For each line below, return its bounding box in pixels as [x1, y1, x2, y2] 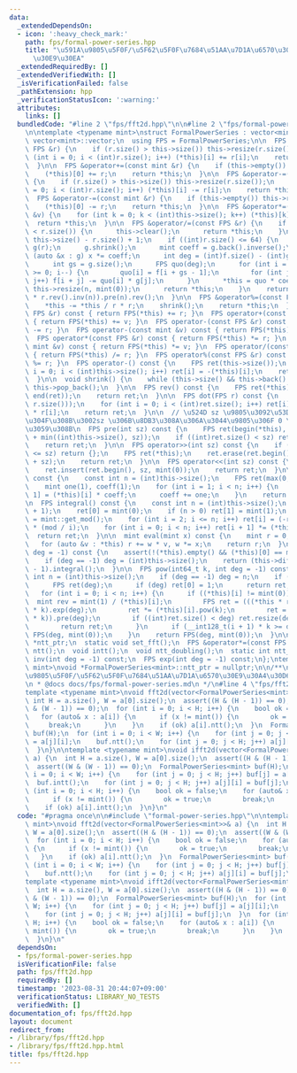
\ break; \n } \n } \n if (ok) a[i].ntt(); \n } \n [25, 721, 263, 730]
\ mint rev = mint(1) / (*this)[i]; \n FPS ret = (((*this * [25, 598, 283, 606]
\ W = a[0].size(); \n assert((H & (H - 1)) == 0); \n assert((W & [25, 828, 278, 837]
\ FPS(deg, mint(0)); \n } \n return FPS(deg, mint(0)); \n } [25, 630, 275, 639]
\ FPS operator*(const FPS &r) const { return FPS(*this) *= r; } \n [25, 334, 287, 343]
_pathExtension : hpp [17, 87, 93, 96]
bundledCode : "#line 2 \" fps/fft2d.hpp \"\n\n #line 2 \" [17, 120, 227, 129]
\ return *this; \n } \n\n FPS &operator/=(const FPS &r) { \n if [25, 219, 287, 228]
